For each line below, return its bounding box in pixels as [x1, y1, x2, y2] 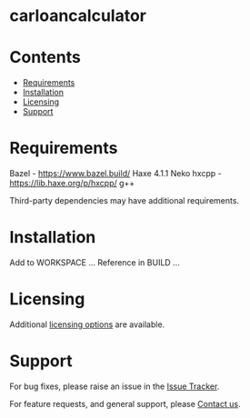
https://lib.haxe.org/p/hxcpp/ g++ [9, 178, 135, 189]
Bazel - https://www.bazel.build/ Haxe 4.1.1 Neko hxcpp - [9, 168, 222, 179]
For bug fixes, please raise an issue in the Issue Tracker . [9, 381, 220, 392]
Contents [9, 47, 82, 68]
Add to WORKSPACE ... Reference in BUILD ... [9, 257, 180, 268]
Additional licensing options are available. [9, 319, 165, 330]
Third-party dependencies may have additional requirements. [9, 195, 239, 206]
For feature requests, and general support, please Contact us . [9, 398, 241, 409]
